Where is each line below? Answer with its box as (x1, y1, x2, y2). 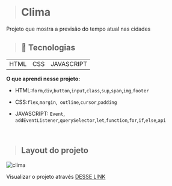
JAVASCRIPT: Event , (14, 110, 65, 117)
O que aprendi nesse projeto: (6, 75, 81, 82)
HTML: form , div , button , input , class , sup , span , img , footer (14, 86, 149, 94)
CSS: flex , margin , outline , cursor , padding (14, 98, 117, 106)
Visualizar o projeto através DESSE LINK (6, 173, 106, 180)
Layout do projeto (20, 145, 89, 155)
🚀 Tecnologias (20, 43, 76, 53)
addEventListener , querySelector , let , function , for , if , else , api (14, 116, 167, 124)
